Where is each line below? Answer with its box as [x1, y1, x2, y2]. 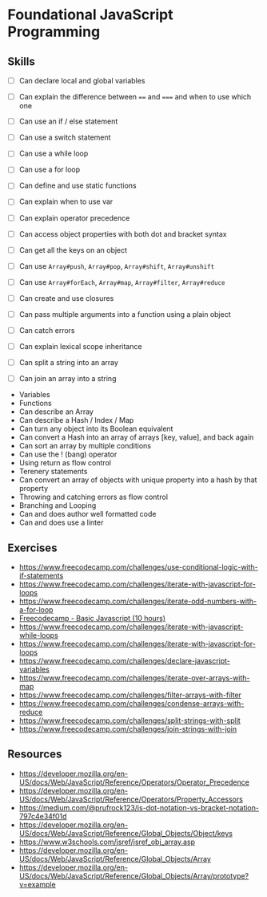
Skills [7, 55, 35, 68]
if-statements [18, 571, 64, 580]
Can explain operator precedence [18, 213, 130, 222]
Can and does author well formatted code [18, 509, 157, 519]
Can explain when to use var [18, 197, 114, 206]
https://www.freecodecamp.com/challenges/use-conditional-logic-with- [18, 562, 259, 571]
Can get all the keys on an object [18, 245, 128, 254]
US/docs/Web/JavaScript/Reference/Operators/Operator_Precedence [18, 777, 249, 787]
